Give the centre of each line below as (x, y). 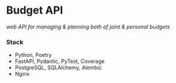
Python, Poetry (33, 55)
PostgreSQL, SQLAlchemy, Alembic (58, 68)
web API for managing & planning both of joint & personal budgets (88, 27)
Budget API (35, 10)
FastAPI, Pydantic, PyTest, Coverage (60, 61)
